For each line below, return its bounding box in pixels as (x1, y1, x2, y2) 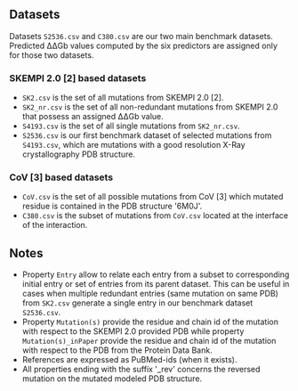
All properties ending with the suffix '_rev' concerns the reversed (21, 364, 261, 375)
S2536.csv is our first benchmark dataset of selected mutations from (21, 130, 272, 141)
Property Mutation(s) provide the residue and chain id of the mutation (21, 316, 278, 328)
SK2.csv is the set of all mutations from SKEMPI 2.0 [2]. (21, 93, 224, 103)
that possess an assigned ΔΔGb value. (21, 111, 165, 122)
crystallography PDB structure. (21, 149, 136, 159)
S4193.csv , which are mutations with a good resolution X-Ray (21, 140, 246, 151)
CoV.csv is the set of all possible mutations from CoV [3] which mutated (21, 191, 284, 202)
